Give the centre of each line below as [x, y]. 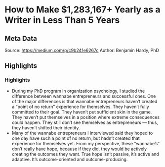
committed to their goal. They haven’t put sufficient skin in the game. [82, 112]
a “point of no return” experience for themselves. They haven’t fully [80, 107]
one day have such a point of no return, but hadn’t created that [76, 138]
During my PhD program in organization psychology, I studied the [78, 91]
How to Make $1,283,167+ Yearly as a [82, 10]
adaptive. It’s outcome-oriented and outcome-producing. [70, 159]
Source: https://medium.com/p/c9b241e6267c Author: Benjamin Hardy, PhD [82, 50]
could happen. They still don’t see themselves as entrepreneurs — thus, [85, 122]
